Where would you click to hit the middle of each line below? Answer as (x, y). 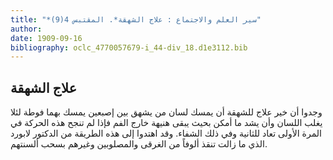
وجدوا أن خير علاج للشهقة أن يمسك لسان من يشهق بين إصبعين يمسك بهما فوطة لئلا (166, 112)
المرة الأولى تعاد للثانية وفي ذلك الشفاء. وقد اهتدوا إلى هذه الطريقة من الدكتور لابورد (166, 133)
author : (26, 29)
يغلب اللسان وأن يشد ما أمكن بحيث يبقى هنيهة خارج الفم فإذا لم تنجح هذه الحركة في (166, 123)
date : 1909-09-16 (46, 38)
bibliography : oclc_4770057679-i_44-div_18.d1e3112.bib (129, 47)
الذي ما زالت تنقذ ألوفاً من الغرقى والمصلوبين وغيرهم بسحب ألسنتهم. (139, 144)
